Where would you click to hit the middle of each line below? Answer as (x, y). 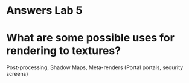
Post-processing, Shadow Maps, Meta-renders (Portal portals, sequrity (95, 67)
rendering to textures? (63, 51)
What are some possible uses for (91, 38)
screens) (17, 74)
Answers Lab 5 (44, 11)
